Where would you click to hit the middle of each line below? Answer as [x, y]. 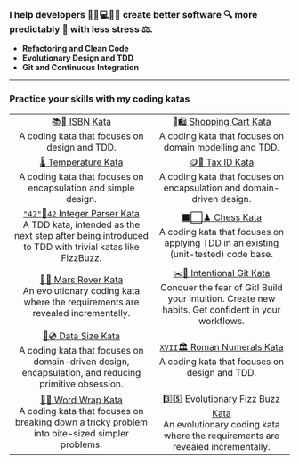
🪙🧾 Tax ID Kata [222, 162]
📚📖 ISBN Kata [82, 121]
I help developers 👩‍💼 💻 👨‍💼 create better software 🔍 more [133, 14]
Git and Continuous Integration [81, 68]
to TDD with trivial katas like [81, 247]
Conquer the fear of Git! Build [221, 287]
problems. [81, 444]
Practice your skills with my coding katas [100, 99]
